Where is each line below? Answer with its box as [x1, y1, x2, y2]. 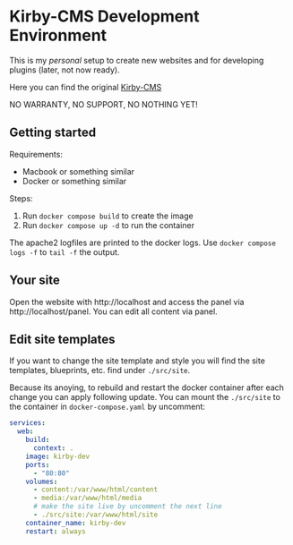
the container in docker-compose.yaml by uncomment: [9, 401, 206, 413]
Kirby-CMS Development [9, 6, 200, 27]
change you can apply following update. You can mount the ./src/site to [9, 392, 280, 403]
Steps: [9, 192, 33, 203]
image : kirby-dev [25, 452, 90, 461]
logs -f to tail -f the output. [9, 246, 120, 257]
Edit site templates [9, 331, 116, 346]
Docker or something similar [22, 175, 127, 186]
